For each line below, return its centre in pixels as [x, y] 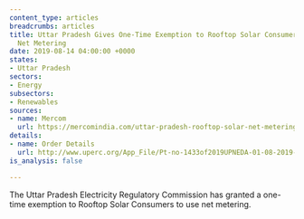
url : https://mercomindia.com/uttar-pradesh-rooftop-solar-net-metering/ [159, 128]
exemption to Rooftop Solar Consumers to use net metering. [139, 204]
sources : [26, 110]
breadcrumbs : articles [52, 26]
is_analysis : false [46, 161]
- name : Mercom [38, 119]
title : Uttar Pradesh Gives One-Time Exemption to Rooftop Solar [135, 34]
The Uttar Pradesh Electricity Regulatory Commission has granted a [135, 195]
